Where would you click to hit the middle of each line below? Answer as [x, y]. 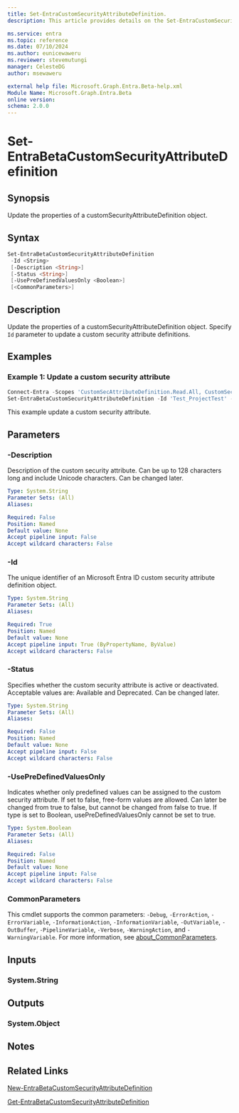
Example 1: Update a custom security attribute [89, 377]
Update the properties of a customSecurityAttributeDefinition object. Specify [119, 327]
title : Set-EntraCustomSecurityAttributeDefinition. [87, 14]
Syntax [23, 237]
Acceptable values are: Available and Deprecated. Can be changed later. [113, 693]
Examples [30, 357]
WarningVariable [31, 938]
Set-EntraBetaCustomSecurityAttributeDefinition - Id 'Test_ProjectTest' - [121, 398]
